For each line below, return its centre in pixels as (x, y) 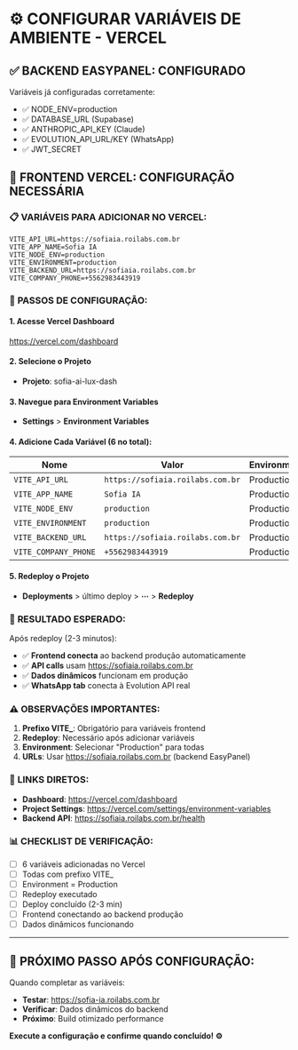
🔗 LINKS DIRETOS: (49, 780)
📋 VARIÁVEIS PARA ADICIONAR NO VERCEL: (108, 218)
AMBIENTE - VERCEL (88, 38)
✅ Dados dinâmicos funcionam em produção (105, 675)
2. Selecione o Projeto (50, 362)
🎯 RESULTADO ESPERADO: (67, 619)
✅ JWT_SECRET (52, 149)
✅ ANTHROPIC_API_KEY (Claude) (83, 129)
